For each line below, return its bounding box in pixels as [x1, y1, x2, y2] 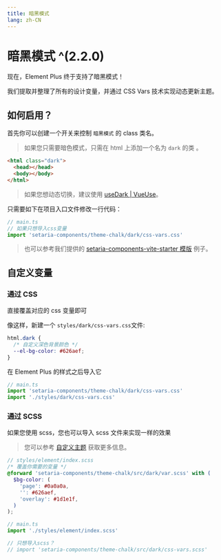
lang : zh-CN [7, 17, 41, 23]
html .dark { [7, 335, 41, 342]
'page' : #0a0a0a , [19, 483, 70, 490]
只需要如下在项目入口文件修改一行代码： [7, 204, 122, 213]
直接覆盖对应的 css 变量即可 [7, 307, 87, 315]
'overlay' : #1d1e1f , [19, 495, 78, 503]
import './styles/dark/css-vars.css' [7, 394, 116, 401]
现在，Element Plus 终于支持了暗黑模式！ [7, 73, 125, 81]
